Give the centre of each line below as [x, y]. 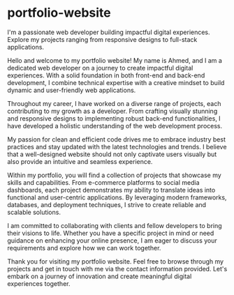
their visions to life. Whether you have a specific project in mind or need [111, 233]
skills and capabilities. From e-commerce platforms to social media [104, 182]
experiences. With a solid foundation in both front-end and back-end [106, 75]
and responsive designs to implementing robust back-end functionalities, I [114, 118]
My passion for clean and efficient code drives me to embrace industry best [116, 139]
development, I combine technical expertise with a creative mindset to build [116, 82]
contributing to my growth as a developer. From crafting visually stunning [112, 111]
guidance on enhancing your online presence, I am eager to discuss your [112, 240]
